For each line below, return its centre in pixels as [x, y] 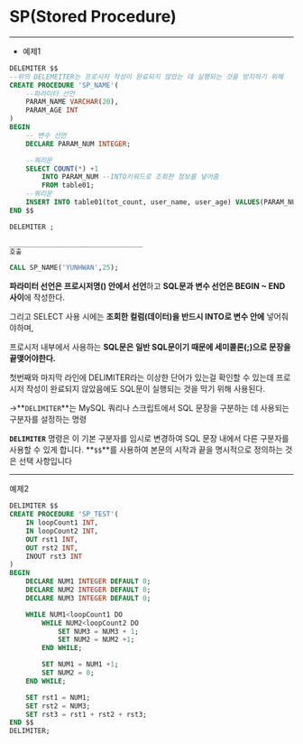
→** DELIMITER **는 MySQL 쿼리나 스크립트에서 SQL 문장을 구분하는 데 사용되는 [150, 408]
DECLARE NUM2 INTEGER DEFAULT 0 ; [88, 590]
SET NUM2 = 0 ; [68, 673]
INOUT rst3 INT [54, 556]
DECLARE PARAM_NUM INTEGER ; [78, 144]
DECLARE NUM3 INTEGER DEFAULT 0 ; [88, 598]
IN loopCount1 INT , [62, 523]
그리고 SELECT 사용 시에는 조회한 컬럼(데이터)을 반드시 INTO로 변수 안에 [137, 317]
